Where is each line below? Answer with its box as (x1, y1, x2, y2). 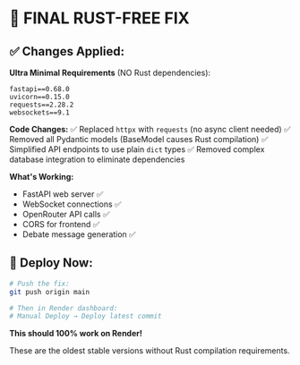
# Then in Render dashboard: (9, 303, 118, 312)
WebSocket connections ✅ (21, 199, 122, 209)
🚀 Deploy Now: (9, 255, 93, 271)
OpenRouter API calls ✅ (21, 209, 110, 219)
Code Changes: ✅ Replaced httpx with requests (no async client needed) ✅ (9, 124, 291, 134)
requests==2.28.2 (9, 100, 74, 109)
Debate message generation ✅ (21, 229, 136, 240)
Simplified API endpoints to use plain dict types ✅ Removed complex (9, 144, 265, 155)
